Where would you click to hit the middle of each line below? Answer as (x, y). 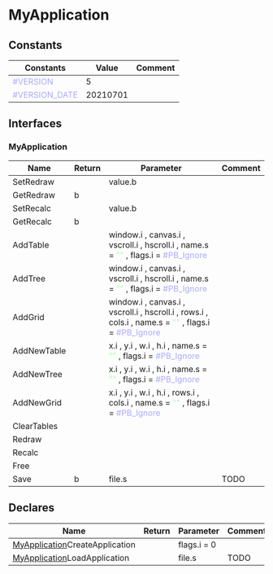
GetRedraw (34, 195)
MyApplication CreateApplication (74, 545)
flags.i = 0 (197, 545)
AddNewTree (37, 374)
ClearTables (35, 426)
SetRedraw (34, 182)
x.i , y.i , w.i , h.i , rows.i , (154, 392)
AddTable (31, 244)
